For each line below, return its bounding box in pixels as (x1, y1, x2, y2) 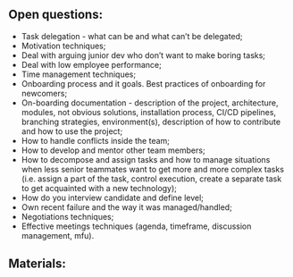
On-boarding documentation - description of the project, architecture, (21, 97, 279, 108)
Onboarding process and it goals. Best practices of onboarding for (21, 78, 266, 88)
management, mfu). (21, 230, 95, 240)
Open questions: (8, 7, 104, 22)
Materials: (8, 256, 66, 272)
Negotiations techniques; (21, 211, 114, 222)
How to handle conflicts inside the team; (21, 135, 171, 146)
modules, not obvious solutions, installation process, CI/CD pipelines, (21, 106, 277, 117)
